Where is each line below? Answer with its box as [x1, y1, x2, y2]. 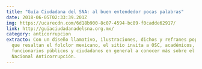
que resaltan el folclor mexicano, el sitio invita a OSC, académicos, [11, 43, 195, 49]
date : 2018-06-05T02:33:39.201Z [6, 14, 87, 20]
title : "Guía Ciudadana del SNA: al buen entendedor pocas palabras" [6, 8, 185, 15]
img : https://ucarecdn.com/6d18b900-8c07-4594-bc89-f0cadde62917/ [6, 20, 176, 26]
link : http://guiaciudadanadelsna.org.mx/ [6, 25, 114, 32]
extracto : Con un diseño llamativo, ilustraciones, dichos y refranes [6, 37, 187, 43]
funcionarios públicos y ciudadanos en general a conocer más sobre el [11, 48, 195, 54]
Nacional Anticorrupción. [11, 53, 77, 59]
